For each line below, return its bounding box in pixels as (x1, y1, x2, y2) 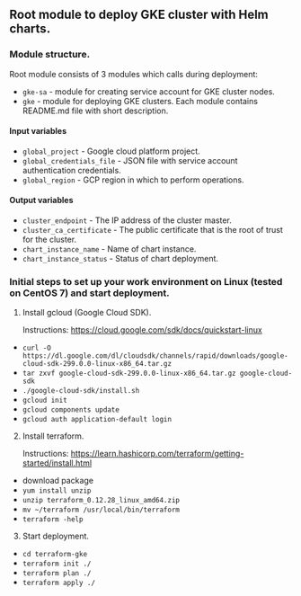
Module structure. (9, 49, 91, 61)
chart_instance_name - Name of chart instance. (22, 244, 197, 254)
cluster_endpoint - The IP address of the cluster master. (22, 215, 232, 226)
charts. (9, 22, 51, 37)
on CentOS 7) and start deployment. (9, 287, 171, 299)
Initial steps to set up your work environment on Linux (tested (9, 276, 283, 289)
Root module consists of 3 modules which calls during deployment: (9, 68, 259, 79)
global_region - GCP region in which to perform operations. (22, 174, 244, 185)
